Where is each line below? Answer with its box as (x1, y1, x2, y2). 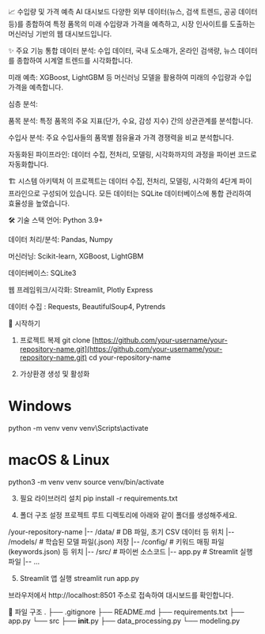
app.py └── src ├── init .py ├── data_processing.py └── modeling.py (8, 616, 240, 625)
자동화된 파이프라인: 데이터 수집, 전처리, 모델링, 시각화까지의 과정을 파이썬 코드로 (8, 149, 257, 159)
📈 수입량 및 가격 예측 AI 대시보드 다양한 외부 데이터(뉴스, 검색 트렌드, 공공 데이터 (8, 7, 258, 16)
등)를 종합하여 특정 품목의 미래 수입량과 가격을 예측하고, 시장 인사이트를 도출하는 (8, 19, 256, 28)
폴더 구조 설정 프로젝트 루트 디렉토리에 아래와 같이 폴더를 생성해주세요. (19, 510, 237, 519)
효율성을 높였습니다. (8, 198, 70, 208)
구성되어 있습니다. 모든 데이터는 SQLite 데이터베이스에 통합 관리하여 (42, 189, 252, 198)
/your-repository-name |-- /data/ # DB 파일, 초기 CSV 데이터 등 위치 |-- (8, 526, 235, 536)
